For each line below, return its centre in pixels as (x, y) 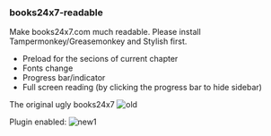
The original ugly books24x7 (62, 105)
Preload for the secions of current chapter (100, 59)
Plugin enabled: (38, 122)
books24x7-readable (56, 13)
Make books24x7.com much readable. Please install (105, 32)
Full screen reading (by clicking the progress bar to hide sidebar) (142, 88)
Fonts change (48, 68)
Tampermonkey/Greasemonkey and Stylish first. (98, 41)
